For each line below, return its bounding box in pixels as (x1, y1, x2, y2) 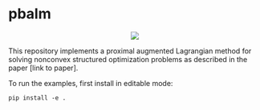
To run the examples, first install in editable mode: (8, 78, 173, 88)
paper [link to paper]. (8, 63, 79, 73)
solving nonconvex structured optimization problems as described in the (8, 54, 248, 64)
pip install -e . (8, 93, 67, 102)
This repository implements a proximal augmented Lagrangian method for (8, 45, 252, 56)
